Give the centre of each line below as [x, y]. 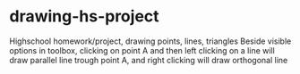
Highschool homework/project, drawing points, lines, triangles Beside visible [150, 41]
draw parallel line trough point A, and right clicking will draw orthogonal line [149, 60]
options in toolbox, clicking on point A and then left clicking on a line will [142, 50]
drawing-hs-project [84, 16]
